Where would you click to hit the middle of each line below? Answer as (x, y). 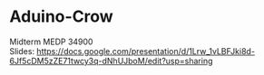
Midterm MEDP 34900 (51, 42)
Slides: (22, 51)
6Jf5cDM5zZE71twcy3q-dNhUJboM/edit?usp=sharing (111, 61)
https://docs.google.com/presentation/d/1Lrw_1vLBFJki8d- (146, 51)
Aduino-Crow (61, 17)
